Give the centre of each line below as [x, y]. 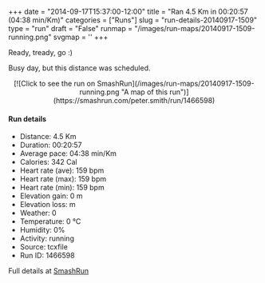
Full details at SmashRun [49, 271]
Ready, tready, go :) [41, 52]
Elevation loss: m [47, 205]
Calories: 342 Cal [48, 162]
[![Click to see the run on [55, 84]
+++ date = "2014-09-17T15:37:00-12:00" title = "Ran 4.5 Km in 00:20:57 [129, 12]
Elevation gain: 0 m [51, 196]
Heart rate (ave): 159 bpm [62, 170]
